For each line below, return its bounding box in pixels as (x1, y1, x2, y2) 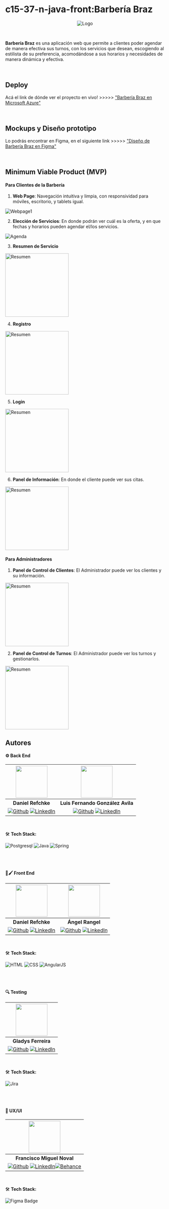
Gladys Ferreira (12, 1037, 51, 1044)
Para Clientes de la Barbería (5, 182, 65, 188)
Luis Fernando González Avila (60, 799, 134, 806)
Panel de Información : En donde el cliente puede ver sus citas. (12, 476, 144, 483)
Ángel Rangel (67, 919, 101, 926)
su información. (12, 573, 46, 579)
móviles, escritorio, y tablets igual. (12, 199, 85, 205)
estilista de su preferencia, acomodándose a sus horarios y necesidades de (5, 51, 163, 57)
